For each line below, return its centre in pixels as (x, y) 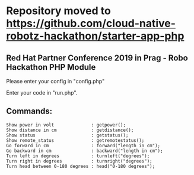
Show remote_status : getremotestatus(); (75, 140)
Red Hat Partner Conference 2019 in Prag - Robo (97, 58)
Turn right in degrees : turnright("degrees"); (79, 161)
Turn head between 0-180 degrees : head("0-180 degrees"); (81, 166)
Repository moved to (58, 11)
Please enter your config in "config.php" (55, 81)
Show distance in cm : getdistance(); (70, 130)
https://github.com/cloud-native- (91, 23)
